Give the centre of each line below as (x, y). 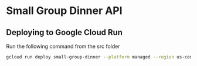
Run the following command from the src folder (63, 46)
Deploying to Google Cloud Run (64, 32)
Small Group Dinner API (64, 11)
